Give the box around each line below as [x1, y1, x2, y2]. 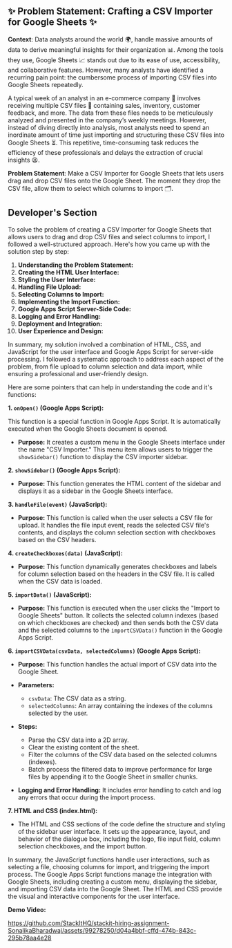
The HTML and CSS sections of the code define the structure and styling [17, 819, 226, 828]
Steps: [17, 722, 37, 730]
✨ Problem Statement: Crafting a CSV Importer [8, 6, 213, 17]
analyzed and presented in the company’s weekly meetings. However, [8, 115, 206, 124]
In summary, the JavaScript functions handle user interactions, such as [8, 855, 210, 864]
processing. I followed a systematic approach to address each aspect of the [8, 355, 224, 363]
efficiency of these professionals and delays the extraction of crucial [8, 148, 203, 156]
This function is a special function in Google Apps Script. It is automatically [8, 417, 221, 425]
